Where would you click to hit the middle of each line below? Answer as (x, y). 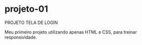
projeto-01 (27, 9)
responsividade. (21, 37)
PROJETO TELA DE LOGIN (31, 22)
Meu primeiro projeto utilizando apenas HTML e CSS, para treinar (71, 32)
